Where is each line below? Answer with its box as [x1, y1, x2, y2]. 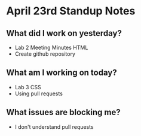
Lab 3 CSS [14, 83, 41, 90]
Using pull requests [14, 90, 63, 97]
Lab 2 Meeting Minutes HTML [14, 44, 88, 51]
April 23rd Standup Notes [6, 4, 136, 18]
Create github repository [14, 50, 76, 58]
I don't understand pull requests [14, 123, 94, 130]
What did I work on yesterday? [6, 28, 122, 38]
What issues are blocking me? [6, 107, 121, 117]
